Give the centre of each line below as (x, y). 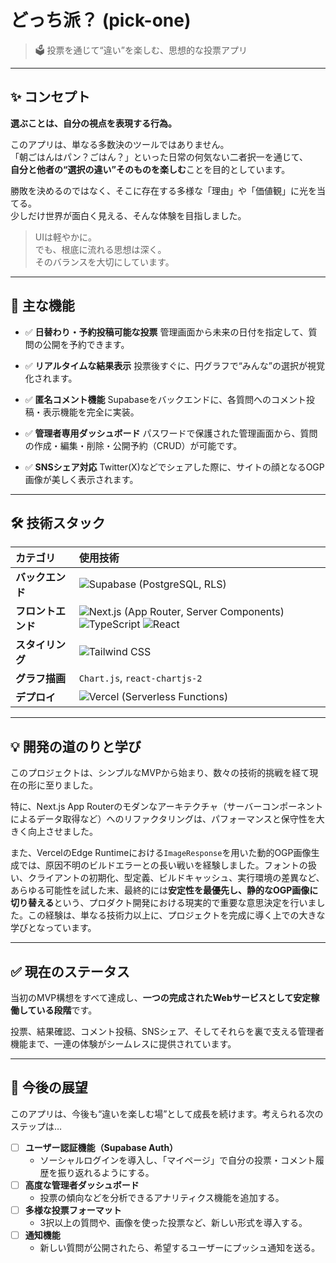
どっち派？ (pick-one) (101, 20)
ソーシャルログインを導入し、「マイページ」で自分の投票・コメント (178, 1160)
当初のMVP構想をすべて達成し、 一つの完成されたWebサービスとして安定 (161, 997)
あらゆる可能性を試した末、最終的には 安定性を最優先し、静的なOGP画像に (164, 890)
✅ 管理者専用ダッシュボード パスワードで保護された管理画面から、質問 (171, 433)
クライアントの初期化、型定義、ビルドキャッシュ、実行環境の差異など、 (176, 878)
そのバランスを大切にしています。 (104, 262)
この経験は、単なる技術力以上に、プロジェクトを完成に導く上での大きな (176, 915)
